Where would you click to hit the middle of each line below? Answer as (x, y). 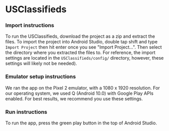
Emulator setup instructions (41, 76)
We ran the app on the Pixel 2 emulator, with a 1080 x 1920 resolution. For (83, 88)
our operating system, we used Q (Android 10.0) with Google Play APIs (79, 93)
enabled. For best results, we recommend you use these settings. (74, 98)
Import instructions (30, 25)
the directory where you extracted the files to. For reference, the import (80, 53)
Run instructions (26, 112)
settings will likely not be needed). (41, 63)
